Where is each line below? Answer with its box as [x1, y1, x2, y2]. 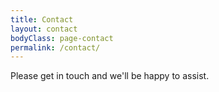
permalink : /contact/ [10, 42, 101, 53]
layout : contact [10, 24, 78, 34]
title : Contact [10, 14, 74, 25]
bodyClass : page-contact [10, 33, 114, 43]
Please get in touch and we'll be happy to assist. [10, 70, 210, 82]
